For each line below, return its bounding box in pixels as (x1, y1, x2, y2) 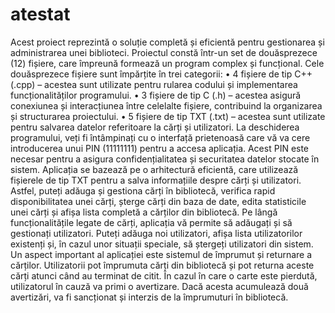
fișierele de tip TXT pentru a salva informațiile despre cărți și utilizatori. (10, 174, 302, 186)
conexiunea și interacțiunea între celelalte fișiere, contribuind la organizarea (10, 99, 323, 112)
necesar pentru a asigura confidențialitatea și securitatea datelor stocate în (10, 153, 320, 165)
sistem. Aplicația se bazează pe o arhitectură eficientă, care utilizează (10, 163, 299, 175)
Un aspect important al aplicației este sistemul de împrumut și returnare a (10, 248, 313, 260)
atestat (10, 3, 71, 26)
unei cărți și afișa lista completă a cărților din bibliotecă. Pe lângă (10, 206, 278, 218)
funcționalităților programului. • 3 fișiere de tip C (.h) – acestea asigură (10, 89, 302, 101)
